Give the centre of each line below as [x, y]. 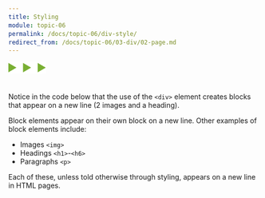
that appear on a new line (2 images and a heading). [94, 105]
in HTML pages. [35, 186]
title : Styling [34, 17]
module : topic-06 [37, 25]
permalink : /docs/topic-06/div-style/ [73, 34]
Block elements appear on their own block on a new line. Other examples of [132, 121]
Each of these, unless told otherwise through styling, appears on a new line [132, 177]
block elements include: [47, 129]
